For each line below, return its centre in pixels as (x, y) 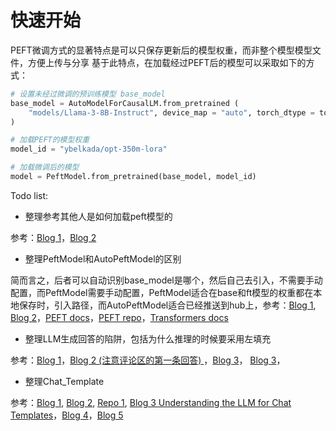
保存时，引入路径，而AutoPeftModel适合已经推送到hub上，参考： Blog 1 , (167, 305)
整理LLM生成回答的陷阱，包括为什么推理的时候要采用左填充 (148, 338)
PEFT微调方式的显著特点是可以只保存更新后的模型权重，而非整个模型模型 (161, 50)
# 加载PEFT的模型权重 (50, 140)
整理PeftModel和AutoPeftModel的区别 (103, 258)
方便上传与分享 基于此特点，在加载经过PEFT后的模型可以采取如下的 (167, 62)
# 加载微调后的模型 (45, 167)
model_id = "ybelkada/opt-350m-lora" (89, 149)
